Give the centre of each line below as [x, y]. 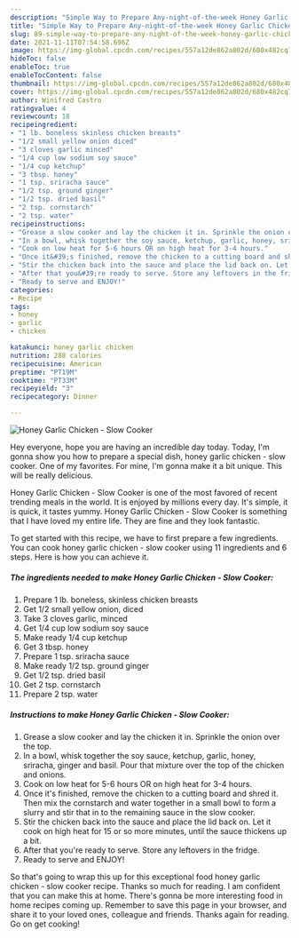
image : [22, 51]
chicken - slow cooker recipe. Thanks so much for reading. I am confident [145, 886]
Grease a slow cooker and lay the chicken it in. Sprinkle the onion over [151, 736]
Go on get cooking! [45, 924]
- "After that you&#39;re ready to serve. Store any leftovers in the [143, 274]
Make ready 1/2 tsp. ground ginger [86, 665]
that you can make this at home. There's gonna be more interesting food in [146, 895]
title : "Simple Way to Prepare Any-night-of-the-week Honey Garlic [138, 26]
